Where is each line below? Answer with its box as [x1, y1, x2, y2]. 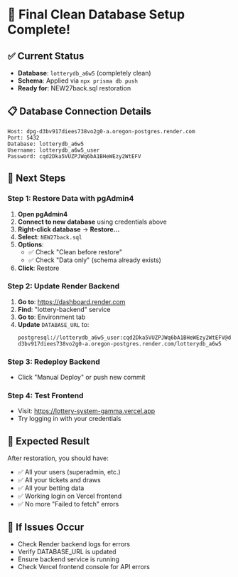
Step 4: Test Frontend [7, 391, 84, 401]
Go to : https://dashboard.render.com [17, 297, 126, 306]
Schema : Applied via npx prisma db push [17, 76, 139, 85]
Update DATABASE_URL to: [17, 320, 90, 328]
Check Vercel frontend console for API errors [17, 563, 151, 571]
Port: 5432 [7, 134, 40, 141]
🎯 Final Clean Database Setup [7, 6, 185, 23]
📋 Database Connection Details [7, 105, 151, 118]
